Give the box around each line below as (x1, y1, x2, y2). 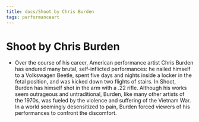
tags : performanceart (6, 14, 60, 20)
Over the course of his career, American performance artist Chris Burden (14, 59, 194, 66)
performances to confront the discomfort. (14, 110, 117, 117)
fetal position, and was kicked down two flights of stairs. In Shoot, (14, 78, 176, 85)
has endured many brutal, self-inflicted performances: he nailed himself (14, 66, 191, 73)
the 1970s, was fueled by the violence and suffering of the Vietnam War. (14, 97, 191, 104)
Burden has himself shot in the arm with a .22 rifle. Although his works (14, 84, 187, 92)
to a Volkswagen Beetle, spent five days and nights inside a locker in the (14, 72, 192, 79)
